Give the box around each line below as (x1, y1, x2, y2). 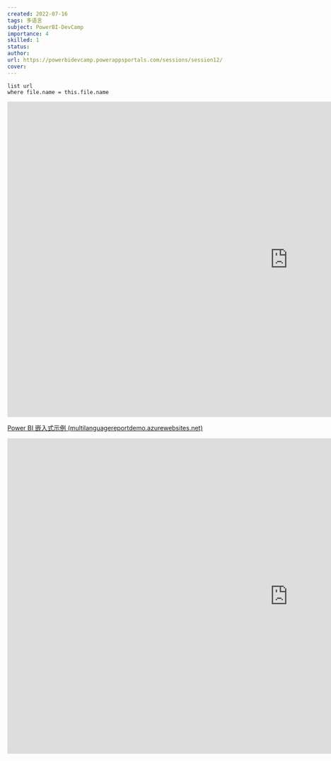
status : (7, 43, 30, 50)
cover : (7, 63, 27, 70)
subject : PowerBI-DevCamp (7, 23, 83, 30)
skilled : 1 (7, 37, 40, 44)
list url (7, 82, 33, 89)
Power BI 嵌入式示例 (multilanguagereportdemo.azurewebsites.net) (7, 423, 203, 432)
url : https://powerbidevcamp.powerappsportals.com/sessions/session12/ (7, 57, 223, 64)
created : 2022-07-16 (7, 10, 69, 18)
